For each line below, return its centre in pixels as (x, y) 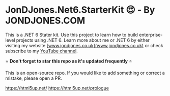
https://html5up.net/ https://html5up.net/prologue (57, 88)
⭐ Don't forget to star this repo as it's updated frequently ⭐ (69, 61)
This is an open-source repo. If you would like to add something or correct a (85, 73)
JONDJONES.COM (45, 21)
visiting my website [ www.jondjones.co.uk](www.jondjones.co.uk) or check (84, 45)
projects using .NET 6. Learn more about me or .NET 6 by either (83, 40)
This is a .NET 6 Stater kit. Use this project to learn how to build (72, 35)
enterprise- (151, 35)
